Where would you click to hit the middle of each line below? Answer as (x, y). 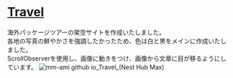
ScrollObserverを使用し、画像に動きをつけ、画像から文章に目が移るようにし (117, 58)
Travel (26, 12)
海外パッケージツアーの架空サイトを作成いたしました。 (86, 32)
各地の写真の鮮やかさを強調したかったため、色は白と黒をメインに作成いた (114, 41)
